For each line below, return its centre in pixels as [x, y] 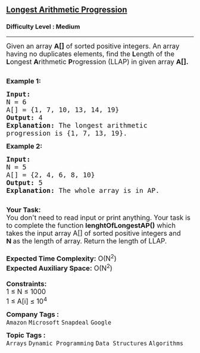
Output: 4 [24, 117]
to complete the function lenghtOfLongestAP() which [91, 225]
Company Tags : [33, 314]
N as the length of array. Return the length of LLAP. [87, 241]
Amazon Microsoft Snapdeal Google [59, 322]
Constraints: [26, 284]
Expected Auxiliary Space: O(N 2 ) [60, 267]
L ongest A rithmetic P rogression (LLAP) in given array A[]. [97, 62]
